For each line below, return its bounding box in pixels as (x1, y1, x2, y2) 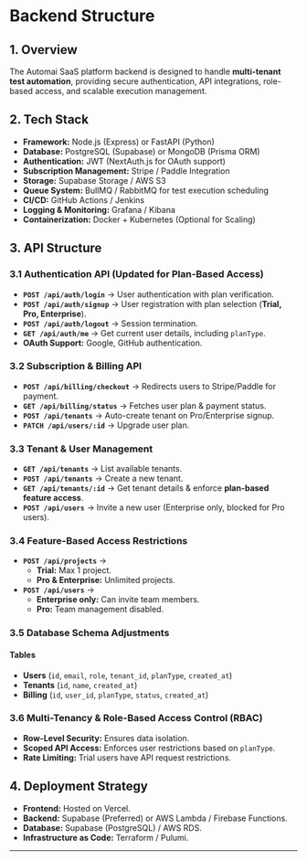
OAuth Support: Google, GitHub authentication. (22, 337, 203, 348)
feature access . (22, 493, 84, 504)
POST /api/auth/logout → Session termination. (22, 317, 198, 329)
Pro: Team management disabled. (36, 604, 164, 615)
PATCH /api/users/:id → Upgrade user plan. (22, 420, 190, 430)
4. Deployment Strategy (9, 779, 148, 794)
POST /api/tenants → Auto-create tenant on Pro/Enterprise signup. (22, 409, 275, 420)
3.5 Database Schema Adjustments (9, 627, 170, 640)
